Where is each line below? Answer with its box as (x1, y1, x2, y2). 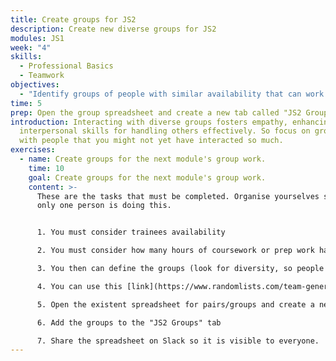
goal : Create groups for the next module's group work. (28, 172, 267, 183)
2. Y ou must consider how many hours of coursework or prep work (36, 246, 315, 256)
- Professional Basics (19, 61, 114, 71)
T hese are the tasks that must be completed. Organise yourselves (36, 191, 320, 201)
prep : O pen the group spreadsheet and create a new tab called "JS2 (10, 107, 302, 118)
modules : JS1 (10, 33, 65, 43)
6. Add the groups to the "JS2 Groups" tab (36, 317, 222, 328)
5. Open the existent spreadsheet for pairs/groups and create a (36, 299, 315, 310)
